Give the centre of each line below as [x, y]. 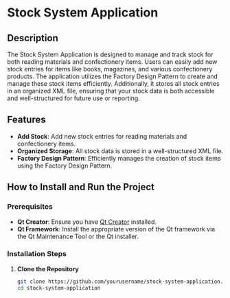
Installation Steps [37, 254]
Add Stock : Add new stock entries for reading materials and [102, 136]
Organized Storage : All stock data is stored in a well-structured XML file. [120, 151]
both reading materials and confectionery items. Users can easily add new [112, 62]
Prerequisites [30, 207]
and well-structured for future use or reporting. [74, 98]
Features [26, 120]
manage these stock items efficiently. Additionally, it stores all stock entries [113, 83]
